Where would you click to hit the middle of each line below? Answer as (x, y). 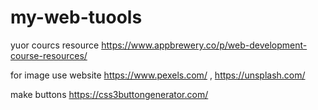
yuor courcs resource (55, 45)
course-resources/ (49, 55)
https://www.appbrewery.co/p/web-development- (204, 45)
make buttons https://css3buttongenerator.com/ (109, 94)
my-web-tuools (76, 17)
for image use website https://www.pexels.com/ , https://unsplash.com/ (158, 75)
